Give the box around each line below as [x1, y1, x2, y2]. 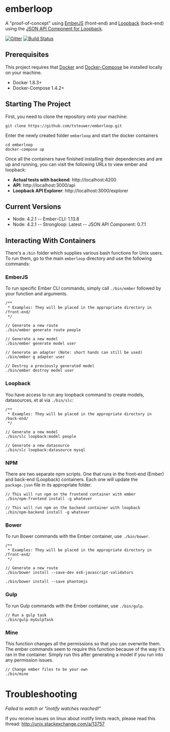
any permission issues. [5, 657, 54, 663]
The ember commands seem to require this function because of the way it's [5, 646, 165, 652]
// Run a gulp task [5, 612, 47, 618]
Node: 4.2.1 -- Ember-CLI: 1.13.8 [12, 216, 80, 222]
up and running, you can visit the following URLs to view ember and [5, 161, 148, 167]
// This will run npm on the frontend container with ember [5, 492, 136, 497]
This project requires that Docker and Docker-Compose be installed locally [5, 64, 162, 70]
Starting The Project [5, 100, 71, 108]
